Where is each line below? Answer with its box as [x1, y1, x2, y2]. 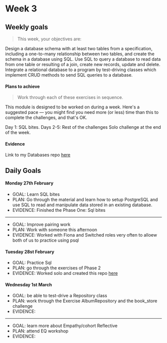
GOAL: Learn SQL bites [12, 191, 60, 197]
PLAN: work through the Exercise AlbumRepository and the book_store [12, 298, 158, 304]
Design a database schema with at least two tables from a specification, [5, 46, 153, 51]
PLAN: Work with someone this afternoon [12, 227, 97, 233]
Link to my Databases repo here [5, 152, 71, 158]
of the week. [5, 130, 31, 136]
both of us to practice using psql [12, 237, 80, 243]
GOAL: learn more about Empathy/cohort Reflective [12, 323, 118, 329]
